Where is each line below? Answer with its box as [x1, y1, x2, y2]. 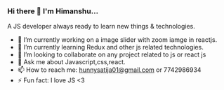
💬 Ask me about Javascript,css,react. [17, 58, 126, 66]
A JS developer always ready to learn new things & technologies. [7, 22, 195, 31]
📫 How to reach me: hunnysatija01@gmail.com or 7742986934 [17, 66, 202, 74]
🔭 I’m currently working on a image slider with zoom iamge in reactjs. [17, 36, 218, 44]
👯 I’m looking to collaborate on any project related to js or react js [17, 50, 206, 59]
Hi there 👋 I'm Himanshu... [7, 6, 99, 16]
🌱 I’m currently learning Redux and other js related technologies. [17, 43, 204, 52]
